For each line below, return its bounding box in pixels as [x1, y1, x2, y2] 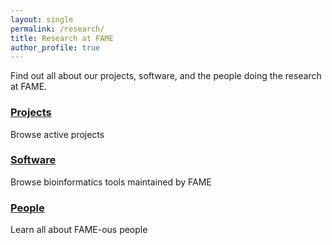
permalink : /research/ [10, 24, 105, 34]
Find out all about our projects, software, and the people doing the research [10, 70, 322, 82]
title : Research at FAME [10, 33, 114, 43]
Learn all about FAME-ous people [10, 224, 148, 236]
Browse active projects [10, 128, 105, 140]
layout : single [10, 14, 74, 25]
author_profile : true [10, 42, 101, 53]
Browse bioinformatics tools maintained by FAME [10, 176, 212, 188]
